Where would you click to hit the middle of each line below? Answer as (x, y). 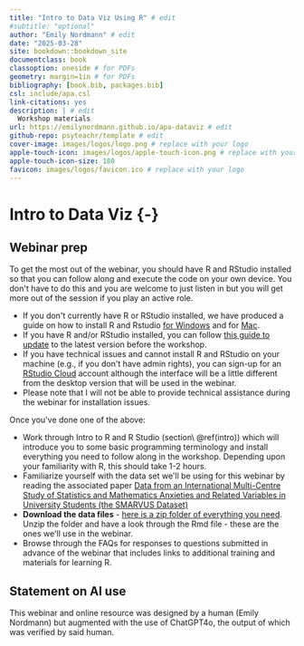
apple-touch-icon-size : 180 (62, 161)
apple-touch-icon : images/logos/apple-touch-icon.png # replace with (143, 152)
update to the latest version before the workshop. (114, 344)
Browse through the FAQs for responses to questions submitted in (145, 544)
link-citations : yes (48, 102)
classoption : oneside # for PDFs (72, 69)
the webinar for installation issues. (86, 402)
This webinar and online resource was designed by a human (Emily (134, 613)
